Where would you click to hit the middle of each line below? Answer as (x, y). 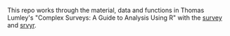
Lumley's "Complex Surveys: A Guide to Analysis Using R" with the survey (115, 18)
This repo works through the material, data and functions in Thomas (106, 10)
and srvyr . (22, 25)
